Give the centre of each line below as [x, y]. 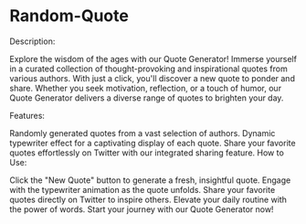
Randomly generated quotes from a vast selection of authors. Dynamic [142, 133]
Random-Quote [69, 16]
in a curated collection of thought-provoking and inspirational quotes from [148, 69]
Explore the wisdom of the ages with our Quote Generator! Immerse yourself [153, 59]
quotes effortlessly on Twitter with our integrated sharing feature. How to [147, 153]
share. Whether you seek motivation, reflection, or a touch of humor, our [145, 88]
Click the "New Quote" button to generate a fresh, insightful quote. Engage [150, 180]
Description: [32, 41]
